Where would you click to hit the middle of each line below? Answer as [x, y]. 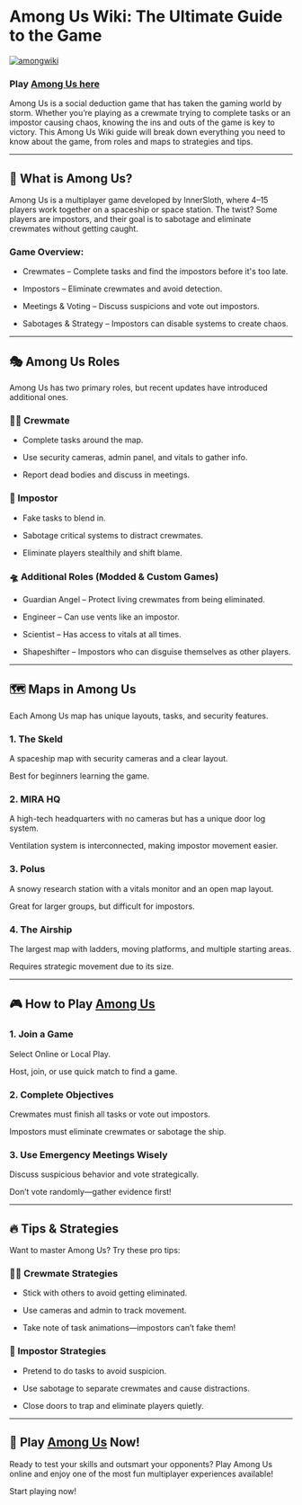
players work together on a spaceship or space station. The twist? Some [143, 209]
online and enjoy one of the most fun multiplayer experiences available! [142, 1474]
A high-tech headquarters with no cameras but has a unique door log [138, 819]
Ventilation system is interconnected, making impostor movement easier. [144, 846]
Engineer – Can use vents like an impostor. [101, 617]
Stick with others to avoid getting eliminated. [105, 1293]
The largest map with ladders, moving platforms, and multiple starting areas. [151, 949]
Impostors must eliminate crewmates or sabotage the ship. [118, 1132]
